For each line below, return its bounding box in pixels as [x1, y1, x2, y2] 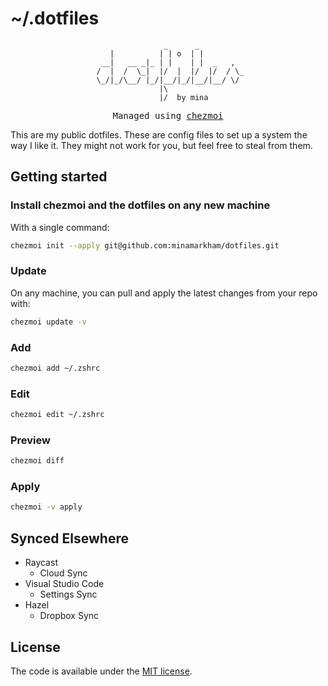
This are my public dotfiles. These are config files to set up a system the [10, 128, 308, 141]
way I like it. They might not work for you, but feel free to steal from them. [10, 139, 313, 151]
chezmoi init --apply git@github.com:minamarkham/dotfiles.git [10, 240, 280, 251]
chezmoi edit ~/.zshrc [10, 410, 105, 420]
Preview [10, 433, 51, 447]
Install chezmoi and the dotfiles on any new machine [10, 198, 271, 212]
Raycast [24, 557, 58, 569]
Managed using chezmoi [112, 110, 224, 121]
